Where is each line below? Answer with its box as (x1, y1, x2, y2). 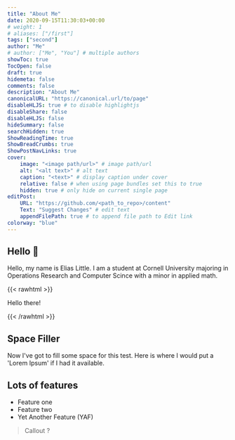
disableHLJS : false (7, 115, 65, 122)
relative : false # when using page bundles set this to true (20, 180, 202, 187)
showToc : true (7, 56, 49, 63)
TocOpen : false (7, 63, 52, 70)
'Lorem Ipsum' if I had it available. (7, 359, 105, 368)
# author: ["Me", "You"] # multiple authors (7, 50, 140, 57)
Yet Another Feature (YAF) (17, 413, 93, 422)
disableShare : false (7, 108, 68, 115)
